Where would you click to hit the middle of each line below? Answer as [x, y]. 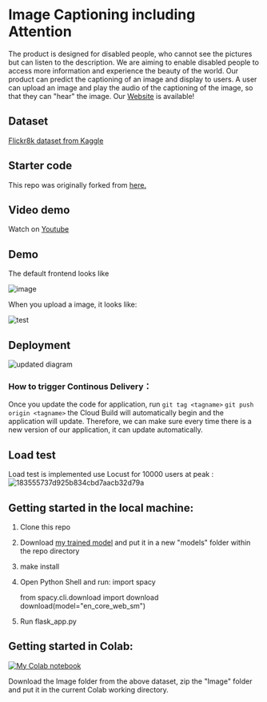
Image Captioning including [102, 15]
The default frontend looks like [59, 274]
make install [40, 566]
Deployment [40, 345]
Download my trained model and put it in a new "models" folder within [135, 542]
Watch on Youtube [39, 229]
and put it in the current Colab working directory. [89, 689]
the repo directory [50, 551]
